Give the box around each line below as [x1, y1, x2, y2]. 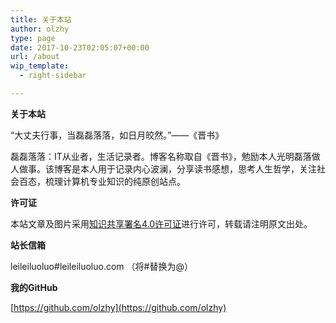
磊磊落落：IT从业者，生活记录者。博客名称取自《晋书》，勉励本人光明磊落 [10, 150, 312, 162]
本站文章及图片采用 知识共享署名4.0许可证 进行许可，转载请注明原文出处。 [10, 217, 313, 230]
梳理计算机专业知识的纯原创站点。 [44, 175, 186, 187]
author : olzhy [10, 24, 70, 34]
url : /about [10, 52, 60, 62]
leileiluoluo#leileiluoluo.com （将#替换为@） [10, 260, 193, 272]
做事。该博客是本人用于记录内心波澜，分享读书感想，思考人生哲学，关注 [18, 162, 317, 175]
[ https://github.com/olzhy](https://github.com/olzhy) [10, 301, 227, 313]
